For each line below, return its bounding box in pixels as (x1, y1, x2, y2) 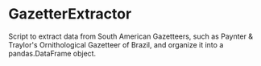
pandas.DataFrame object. (8, 48, 97, 58)
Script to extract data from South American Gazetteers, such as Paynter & (8, 31, 254, 41)
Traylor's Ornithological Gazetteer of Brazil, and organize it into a (8, 39, 224, 49)
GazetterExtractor (8, 5, 132, 23)
